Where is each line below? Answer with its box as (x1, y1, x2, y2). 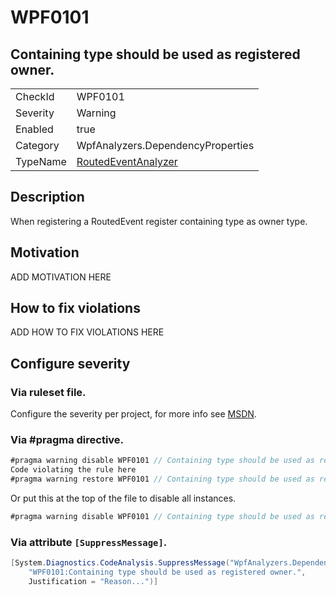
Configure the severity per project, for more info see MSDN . (10, 408, 257, 420)
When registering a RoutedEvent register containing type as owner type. (10, 215, 308, 227)
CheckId (15, 90, 55, 103)
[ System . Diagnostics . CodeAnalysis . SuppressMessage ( (10, 558, 230, 568)
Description (10, 189, 85, 206)
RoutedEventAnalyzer (76, 155, 178, 168)
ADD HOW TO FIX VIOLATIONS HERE (10, 326, 165, 338)
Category (15, 139, 60, 152)
